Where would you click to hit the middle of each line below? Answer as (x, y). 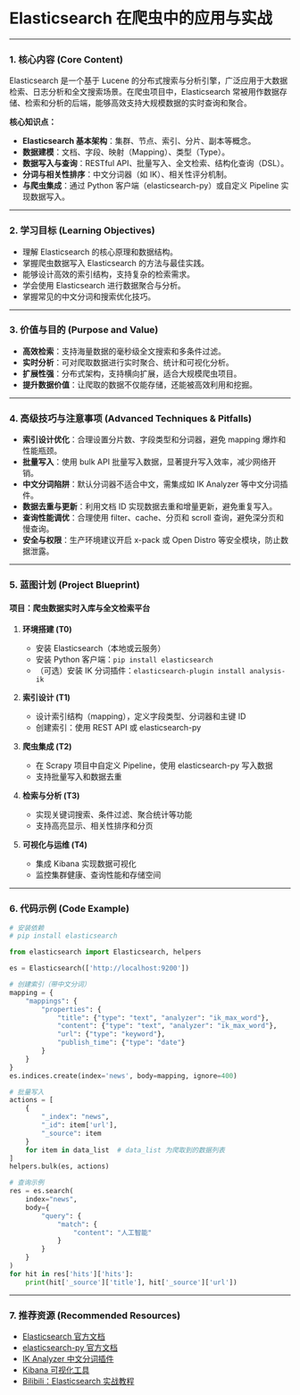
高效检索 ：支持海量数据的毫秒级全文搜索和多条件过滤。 (124, 351)
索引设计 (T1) (46, 697)
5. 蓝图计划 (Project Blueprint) (75, 585)
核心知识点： (33, 122)
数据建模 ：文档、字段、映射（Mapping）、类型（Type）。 (126, 152)
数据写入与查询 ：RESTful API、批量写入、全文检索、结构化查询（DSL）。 (155, 163)
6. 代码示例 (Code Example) (69, 909)
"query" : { (62, 1215)
